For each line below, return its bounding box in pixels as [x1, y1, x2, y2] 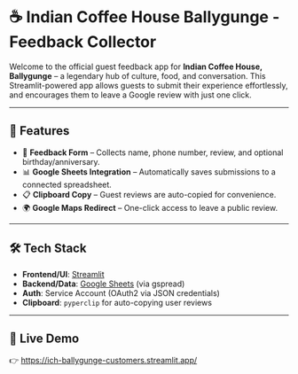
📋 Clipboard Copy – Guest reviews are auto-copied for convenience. [21, 189, 277, 199]
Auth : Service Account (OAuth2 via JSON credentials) [21, 287, 220, 298]
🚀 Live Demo [9, 331, 80, 346]
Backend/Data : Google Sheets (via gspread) [21, 278, 185, 289]
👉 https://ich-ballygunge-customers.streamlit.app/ [9, 355, 198, 366]
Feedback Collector [9, 32, 157, 52]
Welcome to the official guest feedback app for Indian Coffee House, [9, 61, 263, 72]
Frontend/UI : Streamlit [21, 269, 105, 279]
